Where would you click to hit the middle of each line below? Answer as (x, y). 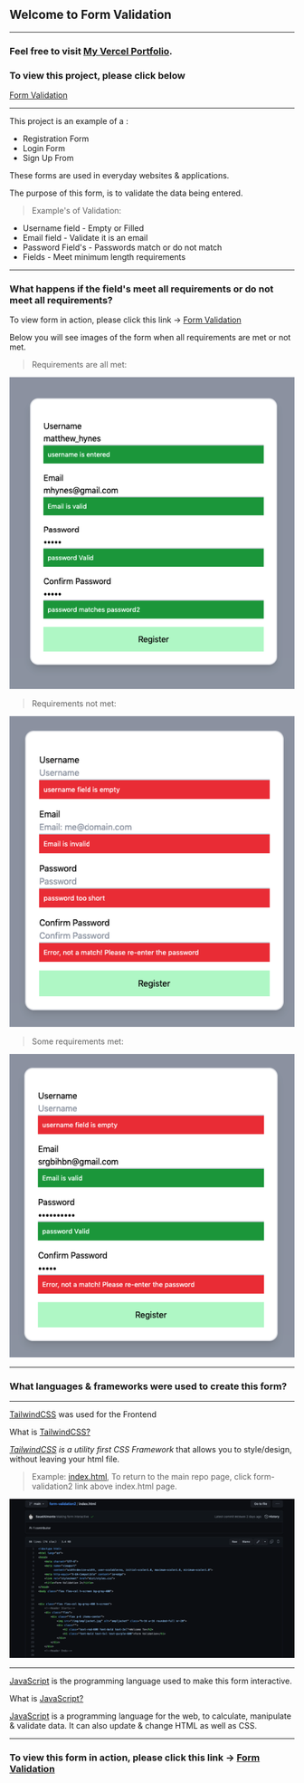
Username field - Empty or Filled (83, 228)
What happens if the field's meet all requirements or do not (142, 289)
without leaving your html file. (65, 1459)
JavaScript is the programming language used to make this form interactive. (151, 1681)
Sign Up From (48, 158)
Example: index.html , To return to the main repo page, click (141, 1477)
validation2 (52, 1486)
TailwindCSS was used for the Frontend (83, 1414)
